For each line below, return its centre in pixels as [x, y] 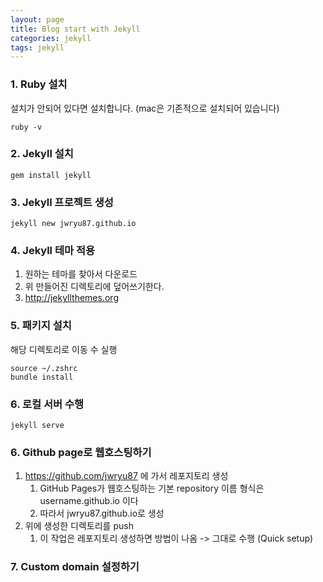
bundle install [42, 377]
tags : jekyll [37, 47]
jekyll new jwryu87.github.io [73, 224]
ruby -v [26, 127]
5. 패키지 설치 [41, 326]
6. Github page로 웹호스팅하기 [81, 452]
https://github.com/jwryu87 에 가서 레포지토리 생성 [126, 476]
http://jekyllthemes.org [71, 298]
